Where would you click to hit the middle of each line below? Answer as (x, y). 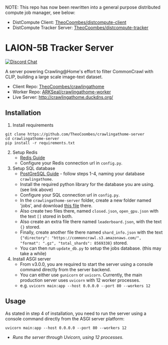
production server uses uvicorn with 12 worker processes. (80, 280)
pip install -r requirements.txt (40, 143)
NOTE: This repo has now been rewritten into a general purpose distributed (83, 7)
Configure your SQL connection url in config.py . (70, 195)
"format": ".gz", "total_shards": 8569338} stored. (74, 243)
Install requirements (33, 125)
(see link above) (37, 190)
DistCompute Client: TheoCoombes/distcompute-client (69, 22)
